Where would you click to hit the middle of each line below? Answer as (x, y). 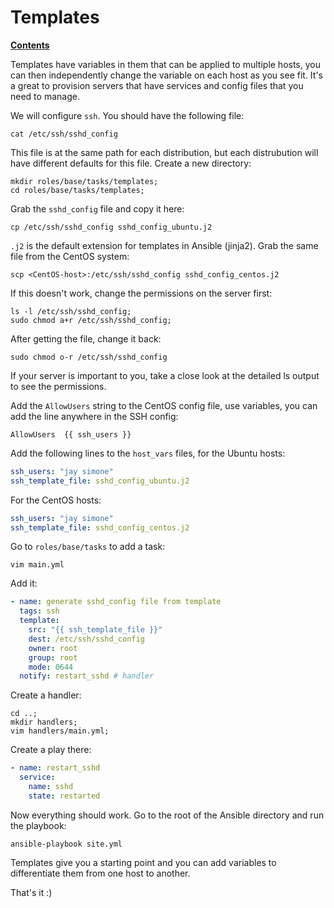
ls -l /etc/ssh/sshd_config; (71, 311)
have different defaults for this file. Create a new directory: (131, 163)
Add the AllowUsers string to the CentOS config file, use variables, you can (164, 405)
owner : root (53, 648)
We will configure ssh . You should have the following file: (127, 115)
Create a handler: (46, 695)
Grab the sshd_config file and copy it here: (97, 208)
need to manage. (45, 96)
